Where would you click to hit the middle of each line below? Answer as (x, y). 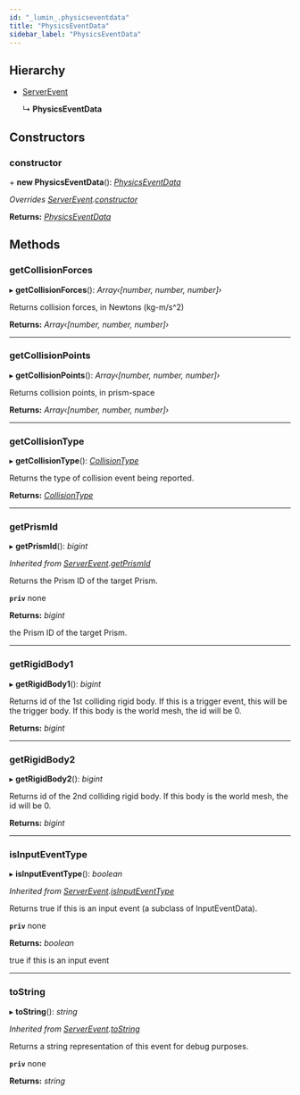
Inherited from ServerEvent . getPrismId (80, 564)
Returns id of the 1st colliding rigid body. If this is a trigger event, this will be (148, 701)
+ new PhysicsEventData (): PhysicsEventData (95, 182)
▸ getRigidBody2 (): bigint (56, 779)
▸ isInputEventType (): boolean (66, 874)
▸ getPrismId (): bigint (49, 547)
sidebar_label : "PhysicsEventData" (75, 34)
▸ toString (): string (43, 1011)
